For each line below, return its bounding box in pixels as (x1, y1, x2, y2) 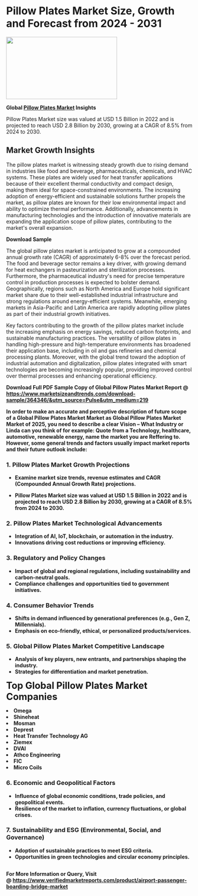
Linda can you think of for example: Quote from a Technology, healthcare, (6, 426, 191, 434)
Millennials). (14, 620, 46, 628)
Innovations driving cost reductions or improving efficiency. (14, 539, 165, 546)
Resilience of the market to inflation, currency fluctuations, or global (14, 805, 186, 812)
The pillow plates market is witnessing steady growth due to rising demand (6, 161, 189, 168)
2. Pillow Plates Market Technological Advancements (6, 519, 163, 527)
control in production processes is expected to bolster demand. (6, 278, 161, 286)
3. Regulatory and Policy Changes (6, 554, 106, 562)
